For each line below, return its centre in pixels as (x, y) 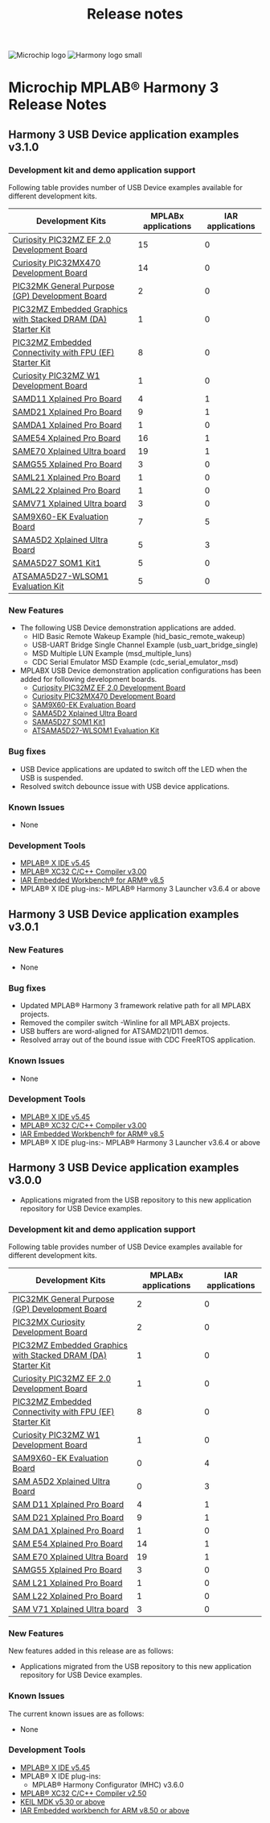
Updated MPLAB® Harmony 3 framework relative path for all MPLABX (135, 1006)
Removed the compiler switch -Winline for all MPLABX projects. (125, 1023)
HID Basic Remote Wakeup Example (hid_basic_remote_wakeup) (139, 637)
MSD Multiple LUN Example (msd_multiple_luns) (112, 654)
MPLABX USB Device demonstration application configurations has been (140, 671)
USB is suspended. (51, 778)
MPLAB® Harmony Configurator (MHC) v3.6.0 (108, 1784)
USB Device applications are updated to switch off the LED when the (133, 769)
